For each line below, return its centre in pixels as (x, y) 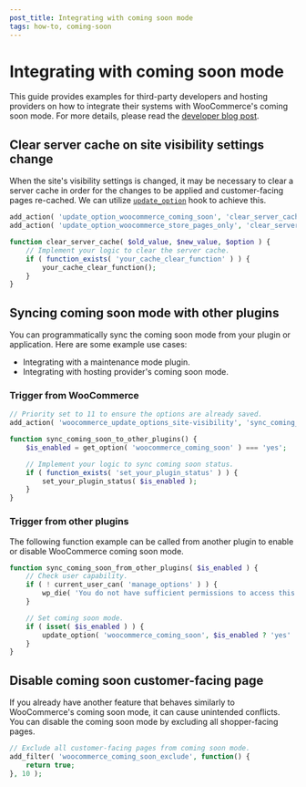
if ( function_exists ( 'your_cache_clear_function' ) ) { (138, 259)
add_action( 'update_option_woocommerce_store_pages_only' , (126, 226)
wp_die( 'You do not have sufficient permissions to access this (169, 594)
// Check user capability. (77, 576)
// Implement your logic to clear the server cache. (128, 250)
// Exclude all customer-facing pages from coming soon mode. (130, 749)
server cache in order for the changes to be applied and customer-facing (147, 191)
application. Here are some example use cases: (98, 345)
